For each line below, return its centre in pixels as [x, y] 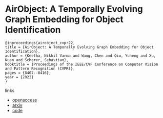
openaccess [24, 100]
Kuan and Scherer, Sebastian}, [37, 60]
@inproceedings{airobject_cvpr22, [40, 43]
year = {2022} [20, 77]
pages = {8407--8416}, [28, 73]
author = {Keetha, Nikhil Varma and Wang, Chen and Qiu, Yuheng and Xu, [81, 56]
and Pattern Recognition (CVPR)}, [40, 69]
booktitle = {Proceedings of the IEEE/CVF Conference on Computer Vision [82, 64]
